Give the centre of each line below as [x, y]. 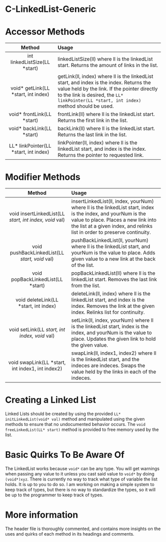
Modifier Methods [43, 177]
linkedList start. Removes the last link [114, 280]
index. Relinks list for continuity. [108, 312]
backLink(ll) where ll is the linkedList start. [106, 128]
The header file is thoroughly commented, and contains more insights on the [83, 529]
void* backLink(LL [30, 128]
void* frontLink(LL [30, 114]
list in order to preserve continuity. [111, 233]
